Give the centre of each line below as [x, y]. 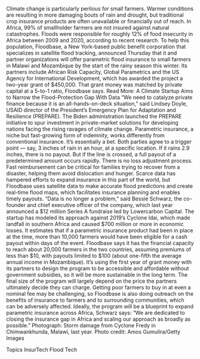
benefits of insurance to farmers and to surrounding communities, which [96, 300]
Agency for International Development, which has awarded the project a [95, 78]
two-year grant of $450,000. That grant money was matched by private [94, 85]
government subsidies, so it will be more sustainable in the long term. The [97, 275]
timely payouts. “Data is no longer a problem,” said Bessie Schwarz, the [94, 199]
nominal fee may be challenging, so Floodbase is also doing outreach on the [100, 294]
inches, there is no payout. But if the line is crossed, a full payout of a [91, 154]
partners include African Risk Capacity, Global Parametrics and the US [93, 72]
